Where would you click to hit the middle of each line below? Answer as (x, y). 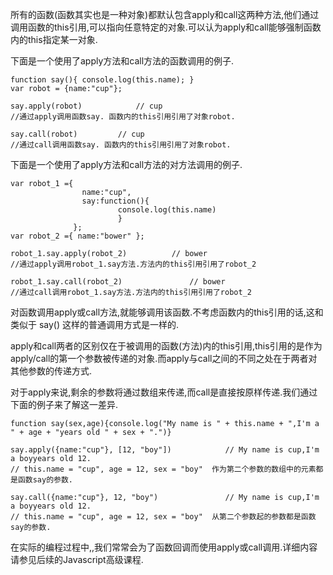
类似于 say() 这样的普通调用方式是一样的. (95, 324)
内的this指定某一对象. (54, 39)
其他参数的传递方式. (51, 371)
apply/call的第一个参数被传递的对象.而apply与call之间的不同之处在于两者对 (164, 358)
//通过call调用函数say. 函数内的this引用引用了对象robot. (121, 145)
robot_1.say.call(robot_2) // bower (118, 282)
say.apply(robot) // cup (86, 106)
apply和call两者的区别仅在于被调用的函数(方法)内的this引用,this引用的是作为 (166, 346)
